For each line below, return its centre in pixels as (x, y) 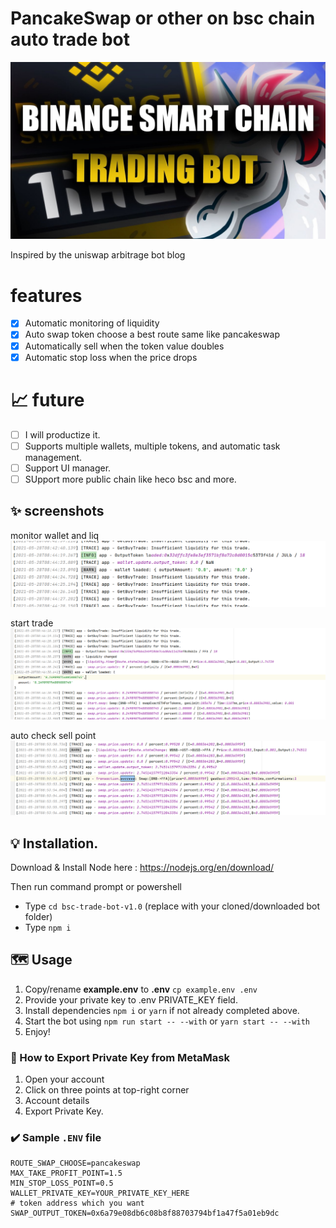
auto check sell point (53, 735)
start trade (32, 623)
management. (53, 457)
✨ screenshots (57, 511)
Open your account (64, 1079)
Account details (57, 1101)
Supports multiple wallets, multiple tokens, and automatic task (152, 446)
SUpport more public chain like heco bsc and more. (130, 479)
